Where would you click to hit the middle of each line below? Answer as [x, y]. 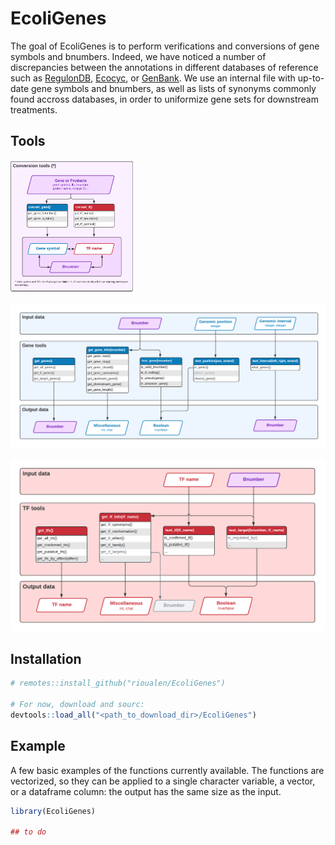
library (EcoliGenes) [53, 811]
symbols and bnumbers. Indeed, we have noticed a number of [138, 56]
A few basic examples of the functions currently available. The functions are [167, 770]
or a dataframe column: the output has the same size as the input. [146, 791]
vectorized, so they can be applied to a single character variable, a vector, [163, 781]
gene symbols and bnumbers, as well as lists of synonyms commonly [173, 88]
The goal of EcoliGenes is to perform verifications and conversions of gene [165, 46]
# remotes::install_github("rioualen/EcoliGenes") [118, 683]
